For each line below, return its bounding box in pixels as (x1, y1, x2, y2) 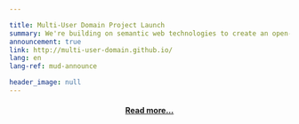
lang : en (9, 54, 42, 63)
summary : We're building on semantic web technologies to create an (9, 28, 269, 38)
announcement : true (9, 37, 82, 46)
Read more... (125, 105, 174, 116)
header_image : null (9, 78, 82, 87)
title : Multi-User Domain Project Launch (9, 20, 166, 29)
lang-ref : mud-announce (9, 62, 98, 71)
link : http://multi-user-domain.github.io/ (9, 45, 174, 54)
